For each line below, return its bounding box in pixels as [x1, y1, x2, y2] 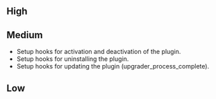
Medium [6, 29, 43, 41]
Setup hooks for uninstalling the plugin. [16, 55, 129, 63]
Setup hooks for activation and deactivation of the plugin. [16, 48, 181, 56]
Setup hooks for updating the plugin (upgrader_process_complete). [16, 62, 210, 71]
